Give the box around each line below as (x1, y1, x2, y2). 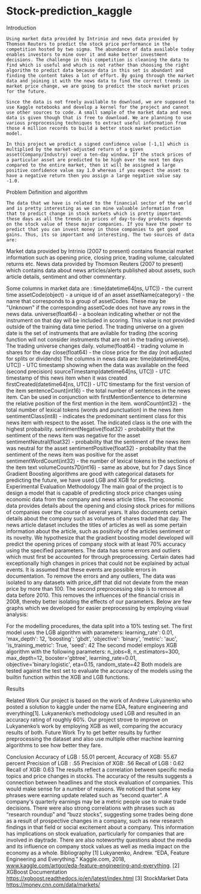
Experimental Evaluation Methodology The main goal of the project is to (6, 482, 184, 490)
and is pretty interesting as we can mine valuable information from (6, 205, 184, 211)
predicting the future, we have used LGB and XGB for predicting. (6, 476, 166, 484)
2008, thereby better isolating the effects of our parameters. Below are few (6, 597, 192, 605)
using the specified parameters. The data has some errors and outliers (6, 546, 181, 554)
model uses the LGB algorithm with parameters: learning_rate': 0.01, (6, 629, 174, 636)
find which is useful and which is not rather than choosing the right (6, 62, 189, 68)
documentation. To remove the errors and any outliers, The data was (6, 572, 176, 579)
